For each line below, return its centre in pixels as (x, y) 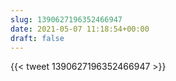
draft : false (37, 38)
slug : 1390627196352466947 (66, 19)
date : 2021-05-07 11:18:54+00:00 (80, 29)
